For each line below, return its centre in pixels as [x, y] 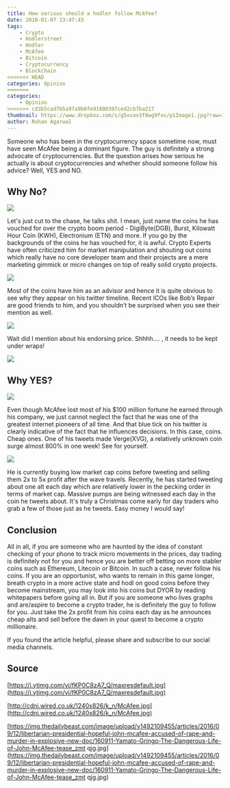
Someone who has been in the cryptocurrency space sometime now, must [112, 141]
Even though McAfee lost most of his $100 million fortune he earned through [115, 410]
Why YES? [30, 380]
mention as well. [30, 313]
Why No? [27, 191]
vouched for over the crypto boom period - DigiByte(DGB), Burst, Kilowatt [111, 228]
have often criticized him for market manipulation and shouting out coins [109, 250]
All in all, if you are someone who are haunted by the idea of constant [105, 546]
